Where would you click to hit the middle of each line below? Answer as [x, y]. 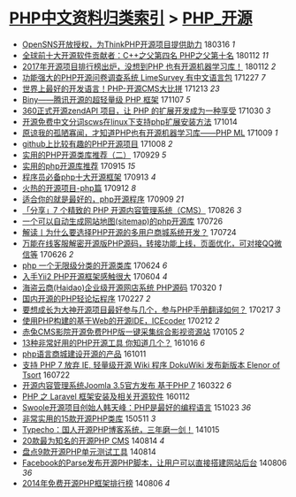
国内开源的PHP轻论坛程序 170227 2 [86, 298]
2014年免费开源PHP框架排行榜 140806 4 [96, 483]
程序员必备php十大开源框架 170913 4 [89, 177]
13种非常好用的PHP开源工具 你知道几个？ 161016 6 [114, 342]
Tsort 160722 [46, 375]
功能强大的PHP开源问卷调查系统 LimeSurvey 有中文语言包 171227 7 [144, 77]
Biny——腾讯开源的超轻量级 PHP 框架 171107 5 [106, 99]
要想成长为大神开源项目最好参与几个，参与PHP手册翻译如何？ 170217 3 [151, 310]
